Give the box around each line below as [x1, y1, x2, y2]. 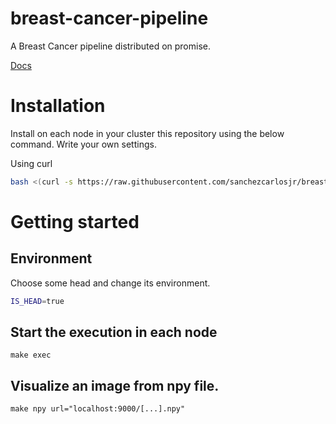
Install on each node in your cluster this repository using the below [10, 127, 285, 139]
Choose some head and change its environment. [10, 277, 211, 289]
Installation [10, 95, 106, 117]
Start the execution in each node [10, 324, 218, 341]
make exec [10, 350, 52, 361]
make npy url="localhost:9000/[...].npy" [10, 404, 186, 414]
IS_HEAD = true [10, 296, 65, 306]
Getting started [10, 210, 140, 233]
